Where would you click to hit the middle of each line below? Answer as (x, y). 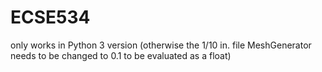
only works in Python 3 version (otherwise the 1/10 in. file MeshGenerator (161, 45)
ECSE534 (50, 17)
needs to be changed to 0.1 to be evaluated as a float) (121, 55)
